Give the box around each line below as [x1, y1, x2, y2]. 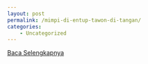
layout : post [7, 10, 45, 17]
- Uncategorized [19, 29, 67, 37]
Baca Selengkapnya [7, 49, 65, 57]
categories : [7, 23, 42, 30]
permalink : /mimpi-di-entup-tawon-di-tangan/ [7, 17, 141, 24]
